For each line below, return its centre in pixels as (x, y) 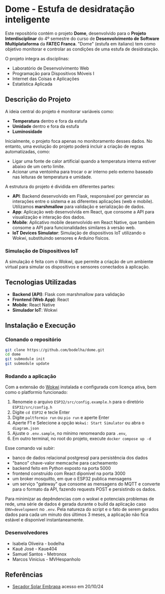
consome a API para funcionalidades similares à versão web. (74, 227)
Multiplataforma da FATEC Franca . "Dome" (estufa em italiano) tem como (81, 43)
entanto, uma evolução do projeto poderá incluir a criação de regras (74, 146)
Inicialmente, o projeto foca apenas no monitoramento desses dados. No (79, 141)
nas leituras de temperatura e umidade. (52, 177)
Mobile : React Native (33, 304)
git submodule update (27, 364)
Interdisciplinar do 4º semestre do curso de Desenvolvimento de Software (82, 39)
